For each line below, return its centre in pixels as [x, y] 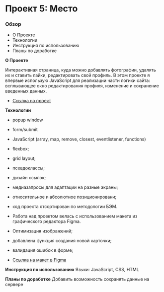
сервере [14, 285]
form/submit [25, 130]
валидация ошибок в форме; [43, 250]
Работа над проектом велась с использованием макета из [75, 216]
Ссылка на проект [32, 101]
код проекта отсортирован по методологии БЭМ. [65, 207]
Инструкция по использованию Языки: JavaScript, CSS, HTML [72, 270]
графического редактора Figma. [46, 221]
